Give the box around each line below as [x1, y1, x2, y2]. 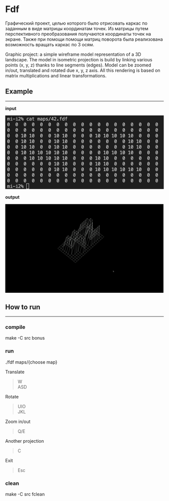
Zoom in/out [5, 419, 31, 425]
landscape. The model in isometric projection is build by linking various [5, 56, 152, 62]
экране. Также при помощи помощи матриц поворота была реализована [5, 36, 163, 42]
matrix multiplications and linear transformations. [5, 72, 107, 78]
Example [5, 87, 33, 96]
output [5, 194, 20, 200]
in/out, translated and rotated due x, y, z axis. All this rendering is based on [5, 67, 160, 73]
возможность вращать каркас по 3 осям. [5, 41, 95, 47]
